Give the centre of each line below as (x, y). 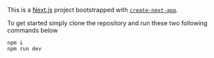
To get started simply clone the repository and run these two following (107, 23)
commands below (33, 30)
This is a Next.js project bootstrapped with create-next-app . (93, 10)
